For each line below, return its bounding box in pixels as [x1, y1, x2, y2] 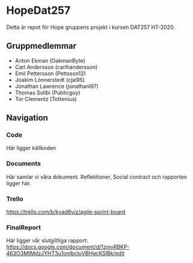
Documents [6, 159, 41, 168]
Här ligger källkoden [6, 144, 56, 152]
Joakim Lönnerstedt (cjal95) [14, 76, 85, 83]
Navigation [6, 113, 48, 123]
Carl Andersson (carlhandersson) [14, 63, 98, 70]
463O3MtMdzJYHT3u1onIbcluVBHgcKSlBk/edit [6, 250, 125, 257]
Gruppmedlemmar [6, 41, 77, 51]
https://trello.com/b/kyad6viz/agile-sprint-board [6, 208, 126, 215]
